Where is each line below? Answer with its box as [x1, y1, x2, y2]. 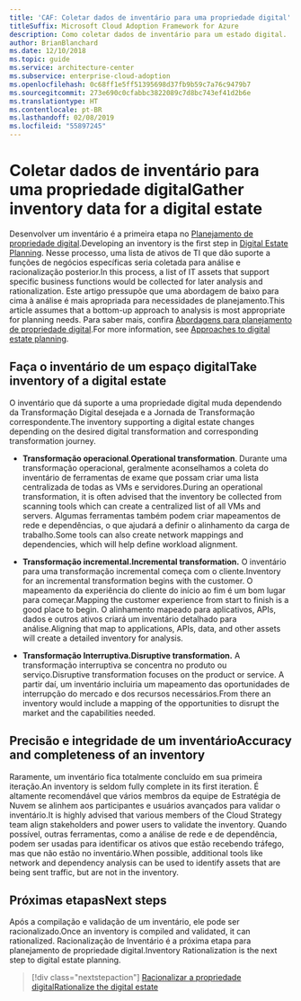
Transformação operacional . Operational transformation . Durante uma [22, 453, 288, 464]
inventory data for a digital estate [9, 199, 263, 219]
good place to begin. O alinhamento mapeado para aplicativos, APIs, [22, 604, 277, 615]
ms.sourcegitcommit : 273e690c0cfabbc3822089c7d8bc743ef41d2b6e [9, 88, 252, 97]
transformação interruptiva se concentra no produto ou [22, 660, 227, 670]
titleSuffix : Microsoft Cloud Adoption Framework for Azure [9, 22, 240, 31]
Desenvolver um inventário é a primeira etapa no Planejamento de [9, 228, 253, 239]
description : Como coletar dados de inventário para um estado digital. [9, 30, 288, 39]
